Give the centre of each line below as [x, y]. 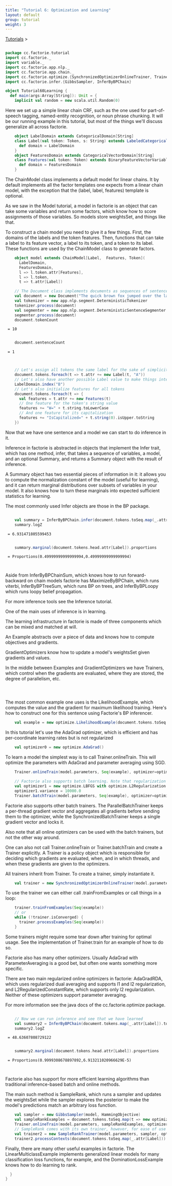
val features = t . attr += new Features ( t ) [65, 399]
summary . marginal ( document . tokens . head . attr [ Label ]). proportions [86, 547]
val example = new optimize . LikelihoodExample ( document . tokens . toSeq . [91, 723]
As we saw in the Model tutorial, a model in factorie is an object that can [81, 206]
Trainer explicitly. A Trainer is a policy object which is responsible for [78, 853]
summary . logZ [28, 525]
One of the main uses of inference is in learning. [56, 612]
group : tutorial [23, 20]
